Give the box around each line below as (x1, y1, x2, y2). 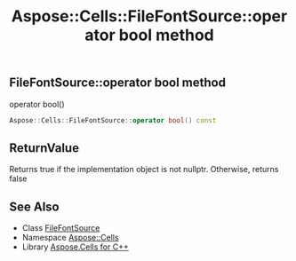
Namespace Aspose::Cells (21, 233, 119, 243)
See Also (9, 199, 60, 214)
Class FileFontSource (21, 223, 100, 233)
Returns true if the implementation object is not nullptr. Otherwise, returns (9, 164, 279, 175)
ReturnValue (9, 140, 80, 155)
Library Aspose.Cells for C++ (21, 241, 129, 252)
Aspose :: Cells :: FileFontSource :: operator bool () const (9, 115, 217, 125)
